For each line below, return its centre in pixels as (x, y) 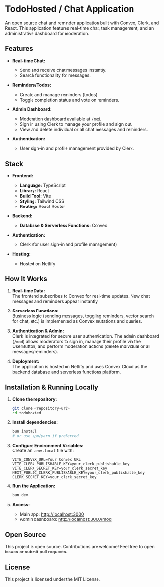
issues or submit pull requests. (36, 552)
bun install (24, 431)
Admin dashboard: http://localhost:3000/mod (66, 519)
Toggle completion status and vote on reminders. (69, 100)
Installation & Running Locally (52, 387)
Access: (21, 504)
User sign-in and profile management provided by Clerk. (77, 148)
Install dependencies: (35, 422)
